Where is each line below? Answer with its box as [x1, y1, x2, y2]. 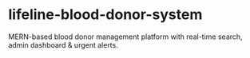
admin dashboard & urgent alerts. [8, 40, 118, 49]
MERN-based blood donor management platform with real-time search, [8, 32, 243, 41]
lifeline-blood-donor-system [8, 6, 203, 24]
